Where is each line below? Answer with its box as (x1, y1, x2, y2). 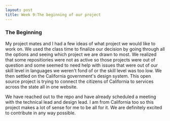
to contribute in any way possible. (5, 110, 76, 116)
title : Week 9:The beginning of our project (5, 12, 101, 17)
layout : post (5, 7, 33, 13)
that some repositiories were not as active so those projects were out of (5, 56, 156, 63)
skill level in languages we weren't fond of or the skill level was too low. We (5, 67, 162, 74)
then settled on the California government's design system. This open (5, 73, 151, 79)
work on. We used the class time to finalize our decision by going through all (5, 46, 165, 52)
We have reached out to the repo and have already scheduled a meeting (5, 94, 156, 100)
